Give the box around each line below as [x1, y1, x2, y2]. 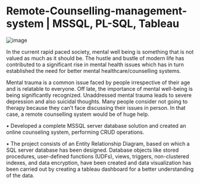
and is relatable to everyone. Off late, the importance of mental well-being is [6, 85, 193, 92]
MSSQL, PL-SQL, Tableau [52, 17, 180, 30]
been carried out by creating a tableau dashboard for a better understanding [6, 165, 194, 173]
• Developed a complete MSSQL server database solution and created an [6, 122, 186, 129]
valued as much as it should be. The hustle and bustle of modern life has [6, 54, 185, 62]
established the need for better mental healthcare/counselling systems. [6, 67, 182, 74]
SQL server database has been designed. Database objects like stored [6, 146, 179, 154]
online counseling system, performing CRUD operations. [6, 128, 145, 136]
